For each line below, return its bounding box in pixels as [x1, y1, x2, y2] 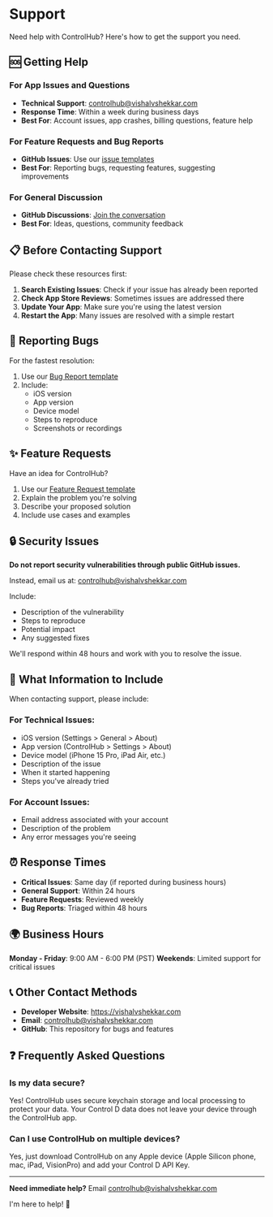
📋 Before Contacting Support [9, 243, 163, 257]
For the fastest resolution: [9, 355, 96, 366]
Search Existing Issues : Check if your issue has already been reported [20, 285, 258, 295]
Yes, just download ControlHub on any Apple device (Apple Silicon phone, [9, 1151, 257, 1162]
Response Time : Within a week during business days [20, 106, 199, 116]
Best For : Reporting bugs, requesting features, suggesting [20, 162, 215, 172]
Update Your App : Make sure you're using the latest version [20, 302, 222, 312]
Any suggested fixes [20, 633, 90, 643]
